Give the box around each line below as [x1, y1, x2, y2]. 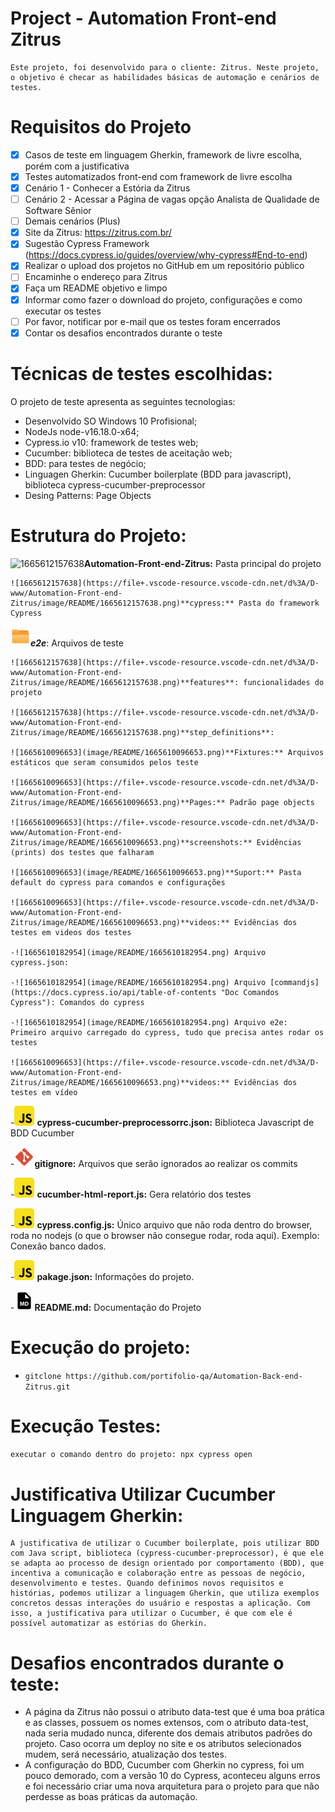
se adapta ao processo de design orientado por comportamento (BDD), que [10, 1558, 325, 1569]
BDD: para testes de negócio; [24, 457, 147, 469]
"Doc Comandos [220, 987, 280, 997]
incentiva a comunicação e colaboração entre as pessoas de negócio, [10, 1568, 307, 1579]
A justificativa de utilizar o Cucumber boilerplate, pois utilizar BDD [10, 1538, 320, 1549]
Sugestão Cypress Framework [24, 238, 150, 250]
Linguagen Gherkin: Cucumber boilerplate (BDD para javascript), [24, 468, 292, 480]
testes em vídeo [10, 1087, 78, 1097]
